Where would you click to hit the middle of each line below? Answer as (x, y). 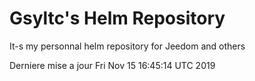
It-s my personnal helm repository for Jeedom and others (127, 46)
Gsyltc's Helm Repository (117, 18)
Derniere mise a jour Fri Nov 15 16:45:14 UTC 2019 (112, 65)
